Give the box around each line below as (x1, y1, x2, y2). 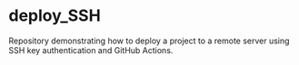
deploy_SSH (8, 5, 101, 26)
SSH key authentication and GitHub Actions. (8, 44, 174, 55)
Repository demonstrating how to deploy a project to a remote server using (8, 35, 290, 46)
